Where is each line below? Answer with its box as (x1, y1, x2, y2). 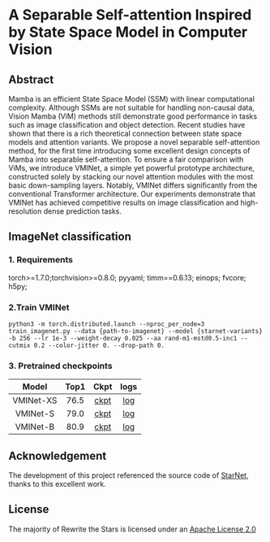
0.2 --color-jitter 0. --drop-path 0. (33, 341, 165, 349)
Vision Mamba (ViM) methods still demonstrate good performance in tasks (8, 111, 258, 121)
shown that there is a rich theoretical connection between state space (8, 128, 242, 138)
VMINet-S (15, 408, 55, 419)
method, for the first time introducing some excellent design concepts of (8, 146, 251, 155)
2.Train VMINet (8, 301, 70, 313)
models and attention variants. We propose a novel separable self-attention (8, 137, 260, 147)
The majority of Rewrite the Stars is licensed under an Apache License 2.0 (8, 524, 257, 534)
